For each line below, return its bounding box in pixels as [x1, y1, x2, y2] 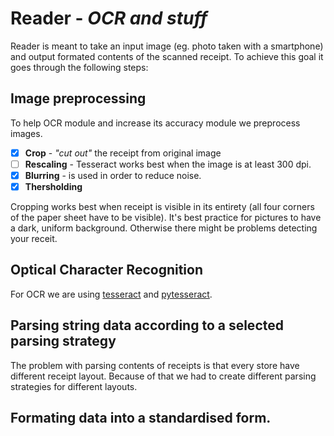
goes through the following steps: [10, 61, 149, 73]
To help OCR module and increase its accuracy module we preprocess [10, 117, 301, 129]
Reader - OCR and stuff [10, 7, 208, 30]
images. [10, 127, 43, 139]
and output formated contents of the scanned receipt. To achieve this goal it [10, 50, 324, 62]
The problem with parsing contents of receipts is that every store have [10, 359, 300, 371]
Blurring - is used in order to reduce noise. [24, 169, 202, 181]
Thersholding [24, 180, 83, 192]
